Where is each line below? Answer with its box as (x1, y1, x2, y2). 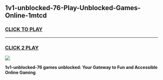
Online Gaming (5, 69, 36, 75)
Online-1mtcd (5, 12, 47, 20)
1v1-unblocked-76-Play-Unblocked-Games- (5, 4, 141, 12)
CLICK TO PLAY (5, 26, 43, 33)
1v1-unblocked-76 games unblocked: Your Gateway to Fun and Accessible (5, 64, 158, 70)
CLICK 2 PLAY (5, 44, 39, 51)
